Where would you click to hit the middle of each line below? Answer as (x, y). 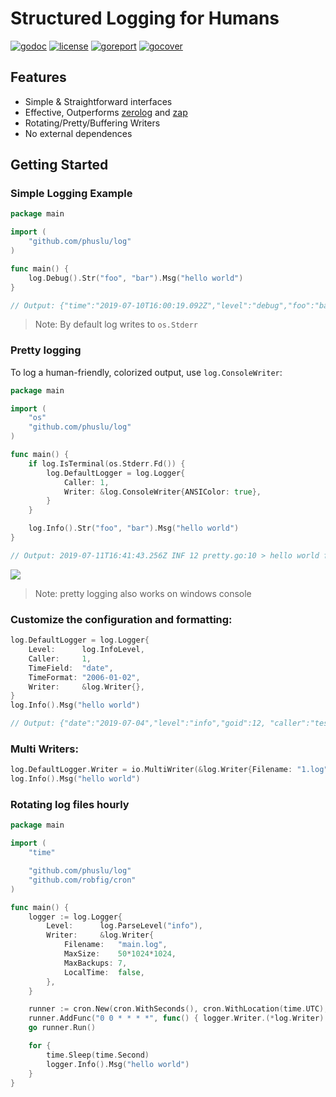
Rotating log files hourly (70, 804)
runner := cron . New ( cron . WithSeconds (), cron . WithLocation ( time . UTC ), (178, 1009)
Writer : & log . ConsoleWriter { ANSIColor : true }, (162, 492)
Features (38, 77)
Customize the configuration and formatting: (121, 619)
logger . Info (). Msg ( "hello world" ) (118, 1064)
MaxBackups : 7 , (95, 963)
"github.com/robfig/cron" (82, 880)
